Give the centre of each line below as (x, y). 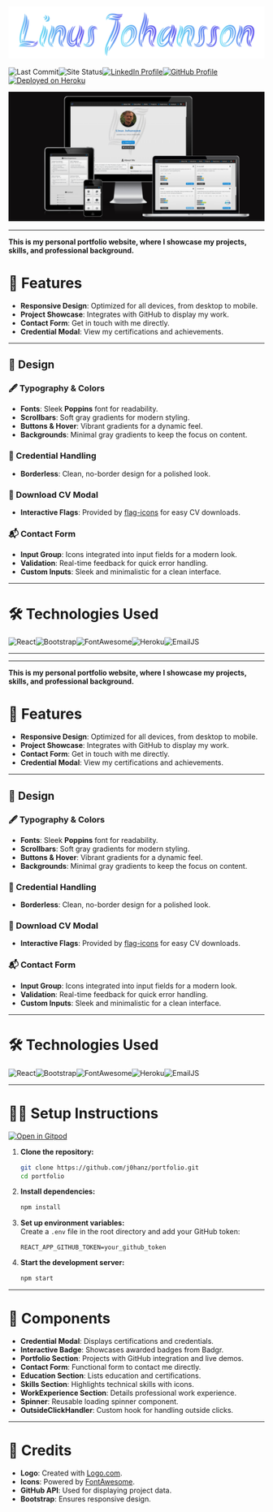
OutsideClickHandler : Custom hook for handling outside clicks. (127, 1410)
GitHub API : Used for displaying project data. (96, 1490)
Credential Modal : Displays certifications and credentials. (117, 1341)
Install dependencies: (58, 1191)
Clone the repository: (57, 1151)
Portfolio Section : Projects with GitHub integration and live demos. (132, 1359)
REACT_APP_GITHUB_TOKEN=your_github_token (93, 1248)
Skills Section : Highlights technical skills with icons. (107, 1385)
